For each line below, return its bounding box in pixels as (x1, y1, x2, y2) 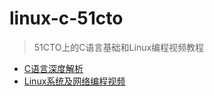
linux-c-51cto (9, 7, 124, 30)
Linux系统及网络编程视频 (23, 75, 126, 87)
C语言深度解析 (23, 62, 84, 74)
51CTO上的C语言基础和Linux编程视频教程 (33, 41, 205, 53)
